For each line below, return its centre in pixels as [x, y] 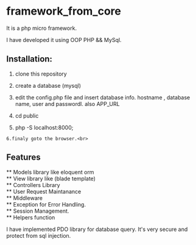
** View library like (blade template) [51, 179]
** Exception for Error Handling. [46, 204]
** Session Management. [38, 211]
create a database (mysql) [48, 85]
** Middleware [24, 198]
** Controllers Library [33, 185]
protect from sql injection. [39, 235]
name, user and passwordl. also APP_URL [67, 104]
